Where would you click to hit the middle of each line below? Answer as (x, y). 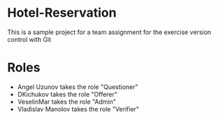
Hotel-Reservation (62, 13)
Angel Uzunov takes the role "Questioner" (78, 87)
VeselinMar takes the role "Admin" (67, 102)
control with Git (29, 39)
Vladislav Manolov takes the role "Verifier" (78, 109)
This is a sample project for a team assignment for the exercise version (109, 32)
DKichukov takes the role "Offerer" (67, 94)
